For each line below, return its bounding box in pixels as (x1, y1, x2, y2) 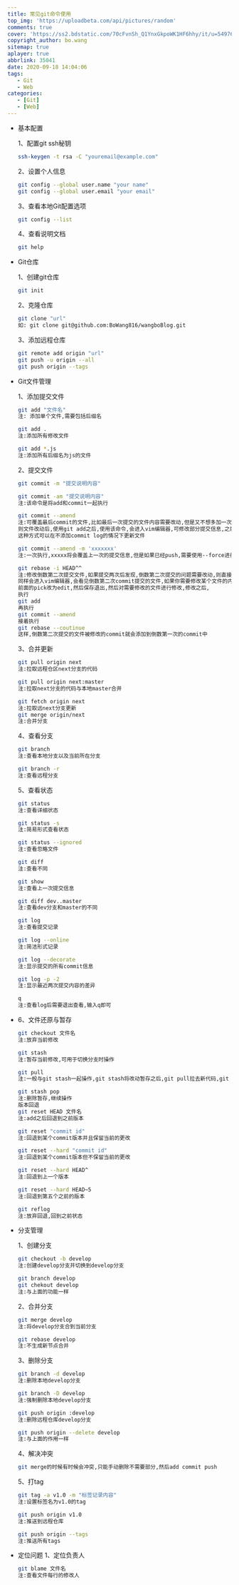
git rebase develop (17, 1335, 76, 1343)
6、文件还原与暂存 (17, 1016, 73, 1024)
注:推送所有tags (17, 1537, 61, 1544)
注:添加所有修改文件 (17, 432, 69, 439)
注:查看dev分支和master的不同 (17, 904, 98, 912)
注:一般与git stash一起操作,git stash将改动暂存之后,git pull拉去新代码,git (17, 1075, 229, 1083)
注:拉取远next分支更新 (17, 704, 77, 712)
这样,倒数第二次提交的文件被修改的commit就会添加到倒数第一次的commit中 (17, 631, 208, 638)
